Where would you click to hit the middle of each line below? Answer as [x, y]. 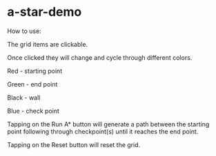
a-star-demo [45, 12]
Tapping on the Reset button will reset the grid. [74, 144]
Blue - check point [33, 111]
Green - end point [32, 84]
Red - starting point [35, 71]
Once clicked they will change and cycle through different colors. [100, 57]
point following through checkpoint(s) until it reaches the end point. [103, 131]
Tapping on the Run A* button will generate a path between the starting [108, 124]
